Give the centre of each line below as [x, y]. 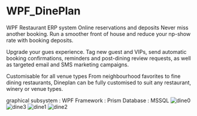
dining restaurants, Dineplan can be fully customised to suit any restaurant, [99, 83]
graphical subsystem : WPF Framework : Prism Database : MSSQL [88, 100]
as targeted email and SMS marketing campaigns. [68, 65]
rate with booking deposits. [40, 40]
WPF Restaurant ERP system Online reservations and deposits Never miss [97, 28]
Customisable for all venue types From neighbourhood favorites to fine [93, 76]
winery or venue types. [35, 88]
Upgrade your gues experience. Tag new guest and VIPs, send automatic [96, 51]
